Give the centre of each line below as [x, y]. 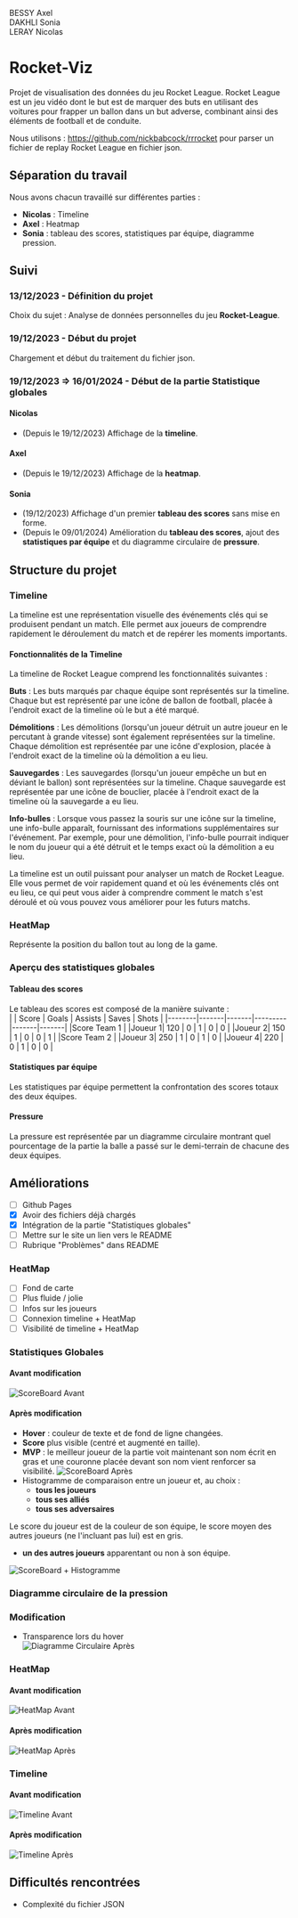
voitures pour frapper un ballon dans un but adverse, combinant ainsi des [144, 111]
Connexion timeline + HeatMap [79, 1318]
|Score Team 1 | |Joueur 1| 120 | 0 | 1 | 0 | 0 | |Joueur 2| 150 [177, 1027]
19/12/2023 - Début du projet [73, 339]
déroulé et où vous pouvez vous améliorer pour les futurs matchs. [130, 902]
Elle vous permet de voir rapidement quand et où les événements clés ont [144, 883]
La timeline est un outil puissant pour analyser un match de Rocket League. [147, 874]
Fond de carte [48, 1288]
